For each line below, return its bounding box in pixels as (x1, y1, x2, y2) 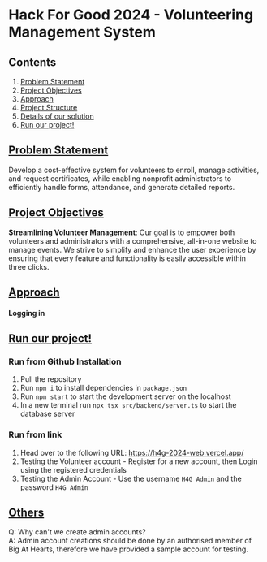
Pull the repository (19, 374, 82, 384)
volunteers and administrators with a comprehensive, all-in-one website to (8, 236, 257, 245)
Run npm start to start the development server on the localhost (19, 391, 231, 401)
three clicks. (8, 262, 50, 271)
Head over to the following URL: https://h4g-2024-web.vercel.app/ (19, 447, 244, 457)
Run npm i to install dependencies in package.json (19, 383, 187, 393)
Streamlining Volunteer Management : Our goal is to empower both (8, 227, 235, 237)
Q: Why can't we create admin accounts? (8, 527, 146, 537)
